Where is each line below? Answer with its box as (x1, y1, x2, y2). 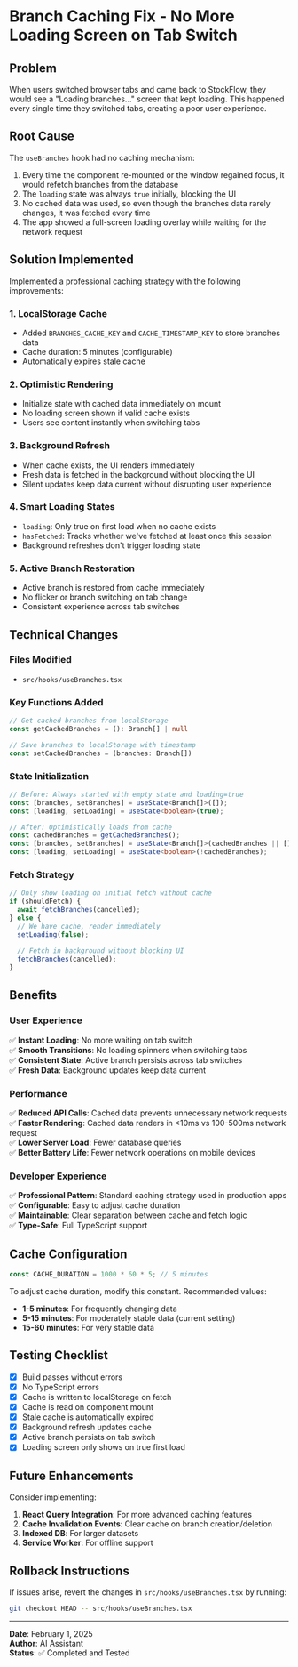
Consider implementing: (9, 1492, 97, 1502)
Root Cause (9, 129, 75, 144)
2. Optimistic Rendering (9, 378, 114, 391)
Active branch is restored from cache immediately (21, 583, 206, 593)
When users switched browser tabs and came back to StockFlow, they (9, 85, 267, 94)
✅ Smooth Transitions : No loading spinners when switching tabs (9, 1044, 247, 1055)
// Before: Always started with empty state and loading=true (9, 790, 244, 799)
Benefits (9, 987, 58, 1003)
